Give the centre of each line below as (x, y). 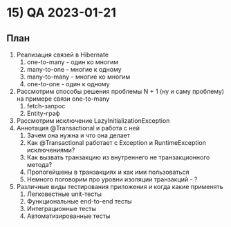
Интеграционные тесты (62, 209)
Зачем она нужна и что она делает (78, 135)
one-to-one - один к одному (68, 84)
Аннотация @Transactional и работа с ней (78, 128)
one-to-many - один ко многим (73, 62)
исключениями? (51, 150)
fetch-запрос (46, 106)
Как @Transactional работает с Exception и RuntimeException (117, 142)
